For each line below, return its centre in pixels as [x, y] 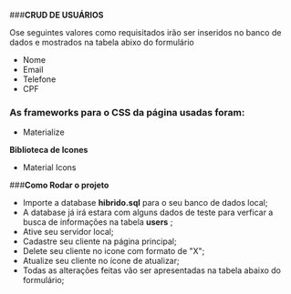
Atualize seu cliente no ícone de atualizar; [101, 261]
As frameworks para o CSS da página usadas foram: [127, 112]
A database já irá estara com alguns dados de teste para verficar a [148, 213]
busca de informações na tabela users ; [98, 222]
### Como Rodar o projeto [59, 185]
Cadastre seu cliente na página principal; [99, 241]
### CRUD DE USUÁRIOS [57, 15]
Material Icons [49, 167]
